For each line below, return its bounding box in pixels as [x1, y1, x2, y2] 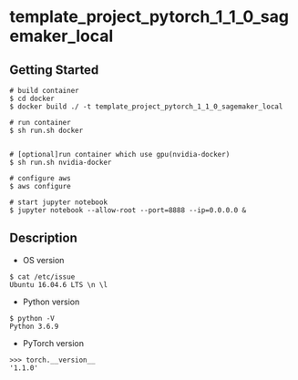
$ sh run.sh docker [9, 126, 84, 135]
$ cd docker [9, 94, 55, 103]
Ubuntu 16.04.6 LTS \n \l [9, 280, 108, 289]
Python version [22, 296, 80, 307]
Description [9, 231, 77, 246]
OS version [22, 254, 65, 265]
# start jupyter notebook [9, 198, 108, 207]
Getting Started [9, 62, 99, 77]
